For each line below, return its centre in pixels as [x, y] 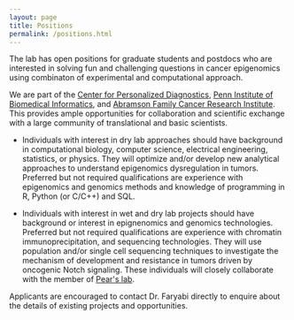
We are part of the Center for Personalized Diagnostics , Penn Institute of [141, 95]
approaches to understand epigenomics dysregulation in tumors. [140, 168]
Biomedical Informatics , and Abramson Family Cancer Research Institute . [143, 104]
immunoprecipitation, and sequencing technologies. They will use [142, 242]
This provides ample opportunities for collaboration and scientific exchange [147, 114]
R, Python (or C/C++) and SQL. [78, 196]
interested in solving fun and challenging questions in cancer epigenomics [145, 68]
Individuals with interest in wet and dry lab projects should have [138, 214]
